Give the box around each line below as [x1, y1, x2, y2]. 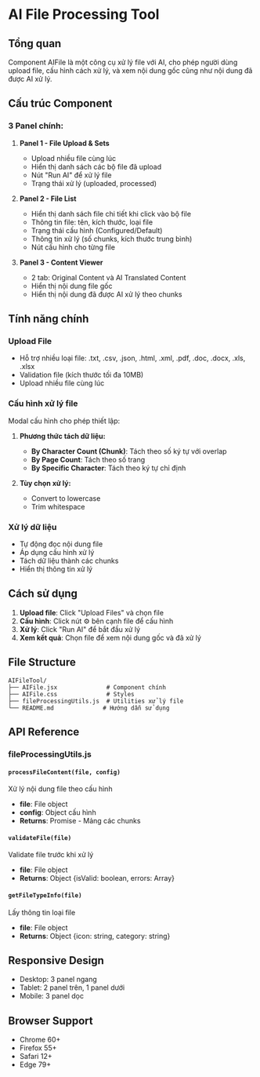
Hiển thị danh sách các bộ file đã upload [31, 162, 162, 171]
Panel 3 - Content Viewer [19, 257, 103, 267]
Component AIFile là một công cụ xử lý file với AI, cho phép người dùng [8, 57, 238, 67]
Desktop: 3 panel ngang [19, 975, 98, 984]
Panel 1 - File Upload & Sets [19, 138, 110, 148]
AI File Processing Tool [8, 5, 160, 24]
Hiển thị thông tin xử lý [19, 564, 92, 574]
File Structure [8, 655, 76, 669]
